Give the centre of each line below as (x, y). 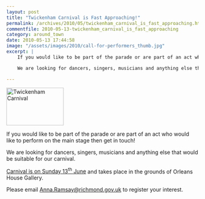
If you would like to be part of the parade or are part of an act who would (98, 134)
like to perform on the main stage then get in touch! (71, 140)
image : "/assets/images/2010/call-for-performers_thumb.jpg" (86, 46)
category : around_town (35, 35)
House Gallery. (25, 178)
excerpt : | (20, 52)
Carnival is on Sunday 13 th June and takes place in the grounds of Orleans (100, 171)
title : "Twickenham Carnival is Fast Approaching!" (73, 18)
